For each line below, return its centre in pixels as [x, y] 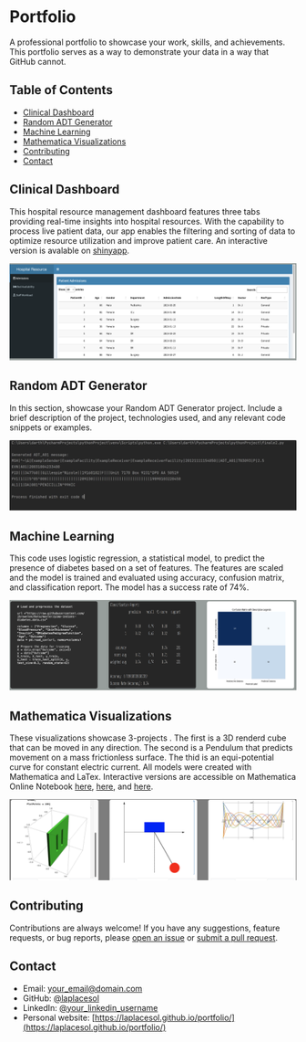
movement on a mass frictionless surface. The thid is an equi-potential [142, 758]
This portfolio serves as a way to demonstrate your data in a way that [139, 51]
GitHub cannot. [38, 61]
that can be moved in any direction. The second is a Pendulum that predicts [151, 748]
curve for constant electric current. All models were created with [131, 767]
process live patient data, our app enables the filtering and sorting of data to [153, 231]
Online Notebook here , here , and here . [82, 786]
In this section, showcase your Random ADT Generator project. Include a [146, 407]
